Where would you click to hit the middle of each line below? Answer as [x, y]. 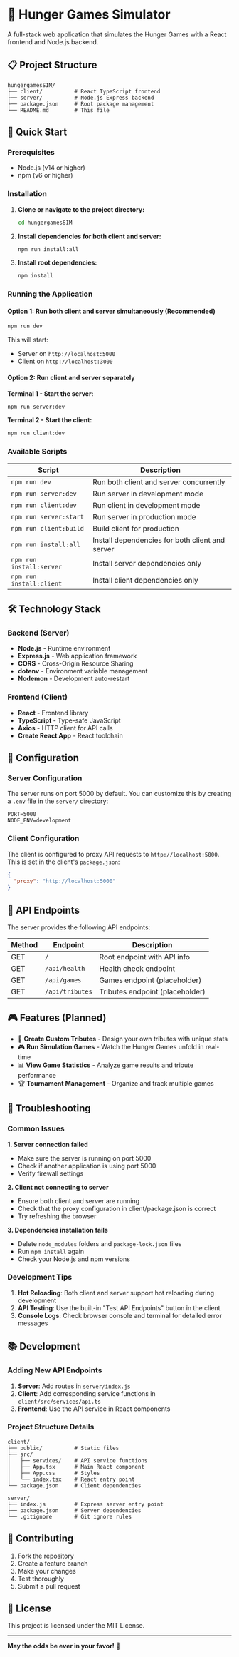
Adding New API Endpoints [55, 1370]
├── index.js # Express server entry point [85, 1504]
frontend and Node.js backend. [53, 41]
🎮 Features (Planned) [57, 1018]
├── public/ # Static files [63, 1448]
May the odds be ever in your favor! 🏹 [64, 1646]
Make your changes [47, 1571]
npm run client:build [47, 528]
